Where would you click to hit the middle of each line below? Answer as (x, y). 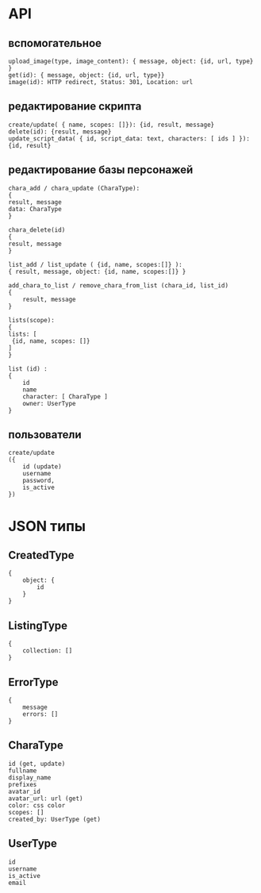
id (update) (42, 467)
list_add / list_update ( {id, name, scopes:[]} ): (95, 264)
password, (39, 481)
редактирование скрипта (75, 107)
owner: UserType (50, 403)
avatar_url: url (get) (46, 799)
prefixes (23, 784)
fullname (23, 771)
